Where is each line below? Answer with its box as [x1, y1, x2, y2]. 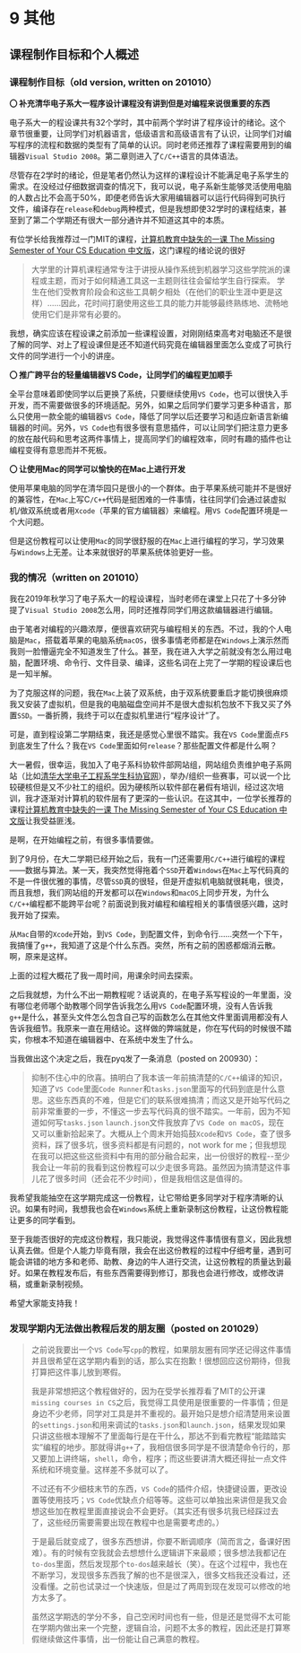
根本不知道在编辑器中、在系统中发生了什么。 [32, 1034, 198, 1045]
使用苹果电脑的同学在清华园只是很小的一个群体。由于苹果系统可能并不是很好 [9, 482, 292, 494]
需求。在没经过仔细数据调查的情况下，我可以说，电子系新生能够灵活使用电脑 [9, 180, 292, 191]
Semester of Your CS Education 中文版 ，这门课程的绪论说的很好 [9, 244, 246, 256]
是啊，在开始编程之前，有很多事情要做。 [9, 835, 159, 845]
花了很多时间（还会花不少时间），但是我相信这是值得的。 [39, 1173, 248, 1185]
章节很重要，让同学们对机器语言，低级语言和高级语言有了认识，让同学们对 [9, 127, 284, 139]
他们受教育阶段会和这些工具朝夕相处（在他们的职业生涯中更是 [47, 286, 275, 297]
